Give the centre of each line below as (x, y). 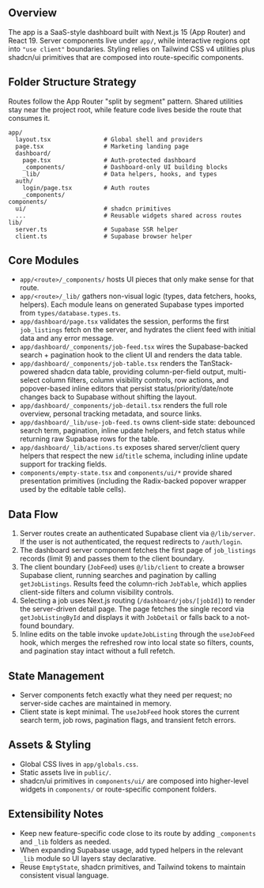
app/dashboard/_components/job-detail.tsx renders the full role (123, 406)
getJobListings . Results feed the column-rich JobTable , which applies (133, 584)
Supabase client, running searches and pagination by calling (118, 576)
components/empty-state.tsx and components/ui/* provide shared (126, 473)
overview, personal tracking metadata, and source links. (111, 414)
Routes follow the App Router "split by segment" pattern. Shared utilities (126, 101)
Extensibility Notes (56, 814)
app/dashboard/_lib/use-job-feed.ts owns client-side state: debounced (137, 422)
